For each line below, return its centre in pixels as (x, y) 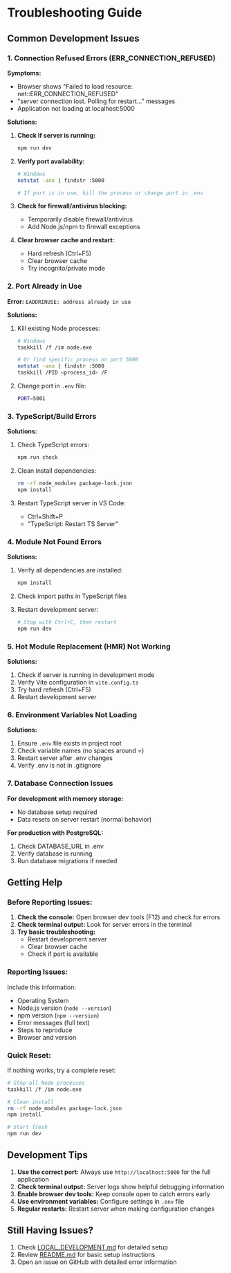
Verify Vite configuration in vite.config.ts (78, 683)
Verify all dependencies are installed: (70, 570)
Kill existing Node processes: (58, 328)
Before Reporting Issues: (50, 902)
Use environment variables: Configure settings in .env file (101, 1201)
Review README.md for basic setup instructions (86, 1254)
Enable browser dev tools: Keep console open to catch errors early (114, 1194)
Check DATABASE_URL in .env (60, 846)
